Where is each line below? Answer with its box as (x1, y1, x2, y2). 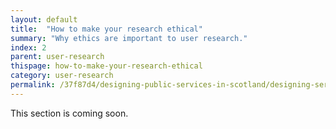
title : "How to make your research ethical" (10, 24, 203, 34)
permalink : (10, 80, 56, 90)
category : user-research (10, 71, 114, 81)
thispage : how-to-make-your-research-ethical (10, 61, 203, 71)
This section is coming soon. (10, 107, 129, 119)
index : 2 (10, 42, 47, 53)
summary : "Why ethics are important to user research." (10, 33, 248, 43)
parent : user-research (10, 52, 105, 62)
